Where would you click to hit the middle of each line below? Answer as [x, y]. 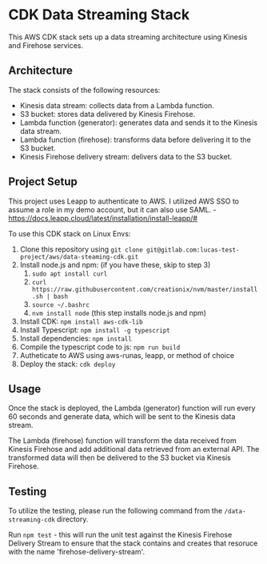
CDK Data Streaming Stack [99, 15]
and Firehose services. [46, 45]
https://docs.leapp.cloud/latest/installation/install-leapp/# [103, 218]
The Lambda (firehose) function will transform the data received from [123, 441]
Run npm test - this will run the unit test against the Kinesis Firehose [120, 535]
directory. [73, 519]
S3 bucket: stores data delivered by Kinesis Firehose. [108, 114]
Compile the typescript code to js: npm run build [100, 347]
